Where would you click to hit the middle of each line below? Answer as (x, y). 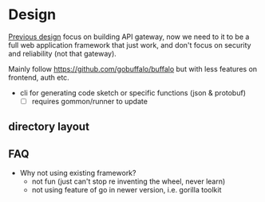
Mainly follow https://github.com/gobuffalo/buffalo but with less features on (133, 68)
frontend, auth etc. (39, 77)
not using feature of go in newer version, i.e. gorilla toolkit (127, 190)
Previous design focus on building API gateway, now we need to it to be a (129, 37)
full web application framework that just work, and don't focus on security (130, 45)
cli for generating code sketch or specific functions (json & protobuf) (132, 92)
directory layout (49, 127)
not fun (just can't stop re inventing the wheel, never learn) (129, 181)
